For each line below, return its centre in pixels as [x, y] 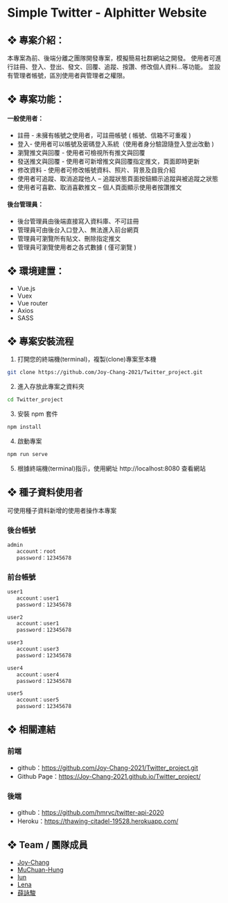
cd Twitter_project [35, 400]
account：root [36, 551]
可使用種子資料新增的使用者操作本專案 [62, 510]
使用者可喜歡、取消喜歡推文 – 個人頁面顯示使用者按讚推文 [99, 187]
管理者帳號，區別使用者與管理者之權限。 [71, 75]
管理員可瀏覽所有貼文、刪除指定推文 [69, 238]
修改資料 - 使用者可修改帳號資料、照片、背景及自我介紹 [96, 170]
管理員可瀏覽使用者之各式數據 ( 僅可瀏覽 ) [77, 247]
